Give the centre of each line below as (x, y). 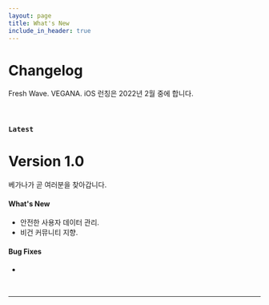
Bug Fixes (25, 251)
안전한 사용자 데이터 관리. (60, 222)
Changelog (46, 70)
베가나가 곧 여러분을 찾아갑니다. (58, 185)
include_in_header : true (50, 31)
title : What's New (39, 23)
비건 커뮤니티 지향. (49, 233)
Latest (21, 130)
